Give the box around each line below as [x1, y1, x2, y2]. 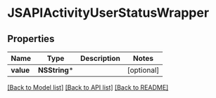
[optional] [127, 65, 160, 75]
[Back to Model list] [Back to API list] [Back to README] [7, 83, 169, 92]
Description [80, 54, 121, 63]
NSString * [37, 65, 74, 75]
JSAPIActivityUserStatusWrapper [7, 5, 210, 21]
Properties [7, 33, 55, 45]
